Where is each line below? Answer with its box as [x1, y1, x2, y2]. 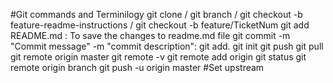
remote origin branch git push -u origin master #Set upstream [10, 62, 265, 73]
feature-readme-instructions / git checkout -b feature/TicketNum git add [10, 19, 310, 31]
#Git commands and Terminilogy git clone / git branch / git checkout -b [10, 9, 303, 20]
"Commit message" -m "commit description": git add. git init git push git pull [10, 40, 324, 52]
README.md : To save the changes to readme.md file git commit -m [10, 30, 291, 41]
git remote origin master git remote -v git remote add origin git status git [10, 51, 307, 63]
